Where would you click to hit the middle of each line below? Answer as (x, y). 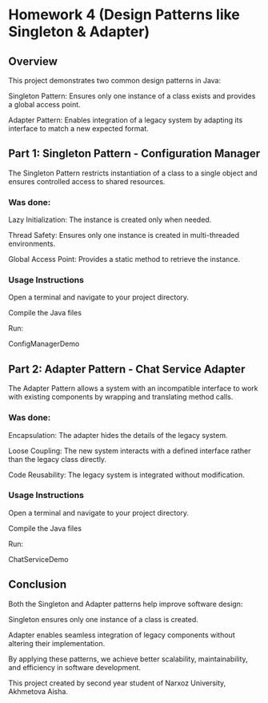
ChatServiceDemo (38, 559)
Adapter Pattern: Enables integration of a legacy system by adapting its (126, 120)
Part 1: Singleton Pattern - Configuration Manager (134, 154)
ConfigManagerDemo (44, 344)
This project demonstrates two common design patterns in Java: (115, 80)
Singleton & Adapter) (79, 32)
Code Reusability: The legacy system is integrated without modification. (127, 475)
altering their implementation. (57, 643)
